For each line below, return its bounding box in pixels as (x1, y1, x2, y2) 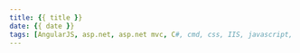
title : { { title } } (9, 13, 83, 22)
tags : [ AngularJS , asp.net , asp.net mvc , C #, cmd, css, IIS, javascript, (9, 30, 294, 39)
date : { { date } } (9, 22, 75, 31)
